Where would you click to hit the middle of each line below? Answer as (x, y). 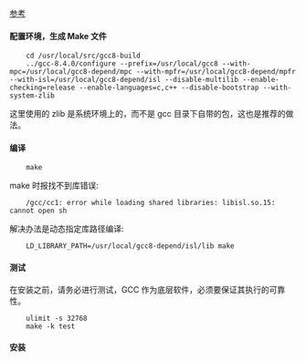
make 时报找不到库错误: (54, 186)
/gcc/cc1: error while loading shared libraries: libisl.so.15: (151, 203)
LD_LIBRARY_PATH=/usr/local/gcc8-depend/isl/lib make (130, 246)
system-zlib (32, 96)
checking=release (42, 88)
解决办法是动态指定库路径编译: (67, 229)
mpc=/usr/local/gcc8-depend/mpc (71, 72)
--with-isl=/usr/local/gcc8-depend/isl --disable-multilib (124, 80)
